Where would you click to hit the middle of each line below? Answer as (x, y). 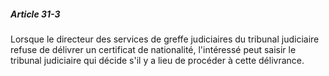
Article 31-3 (35, 14)
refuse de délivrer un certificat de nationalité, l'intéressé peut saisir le (153, 49)
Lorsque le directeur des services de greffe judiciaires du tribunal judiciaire (165, 39)
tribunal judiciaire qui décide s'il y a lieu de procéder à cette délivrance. (157, 60)
